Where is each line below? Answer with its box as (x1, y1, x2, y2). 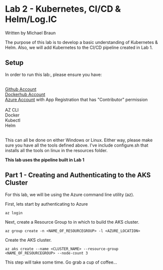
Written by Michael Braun (5, 30, 56, 36)
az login (5, 211, 23, 215)
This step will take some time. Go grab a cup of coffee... (5, 259, 117, 265)
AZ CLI (5, 107, 19, 113)
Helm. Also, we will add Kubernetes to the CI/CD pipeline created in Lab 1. (5, 44, 153, 50)
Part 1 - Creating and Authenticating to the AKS (5, 171, 151, 179)
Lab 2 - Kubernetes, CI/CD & (5, 3, 121, 15)
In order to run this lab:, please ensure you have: (5, 72, 102, 77)
